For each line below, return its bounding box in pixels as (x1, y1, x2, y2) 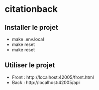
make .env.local (11, 36, 44, 42)
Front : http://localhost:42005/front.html (11, 74, 94, 80)
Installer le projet (4, 23, 58, 32)
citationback (4, 3, 58, 15)
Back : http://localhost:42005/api (11, 79, 80, 85)
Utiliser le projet (4, 61, 55, 70)
